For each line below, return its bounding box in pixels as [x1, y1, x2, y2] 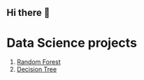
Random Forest [16, 58, 61, 66]
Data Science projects [6, 35, 138, 51]
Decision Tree [16, 65, 57, 74]
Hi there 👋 [6, 7, 50, 19]
